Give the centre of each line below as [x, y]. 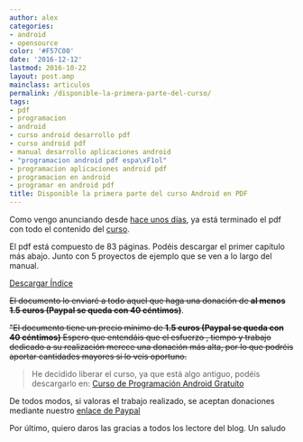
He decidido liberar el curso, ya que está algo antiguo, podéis [146, 374]
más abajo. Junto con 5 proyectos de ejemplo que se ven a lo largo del [141, 256]
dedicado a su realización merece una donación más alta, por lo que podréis [151, 347]
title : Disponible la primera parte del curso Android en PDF [129, 194]
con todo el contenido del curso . [70, 229]
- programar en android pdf [62, 186]
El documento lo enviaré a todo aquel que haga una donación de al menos [147, 300]
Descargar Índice [41, 283]
